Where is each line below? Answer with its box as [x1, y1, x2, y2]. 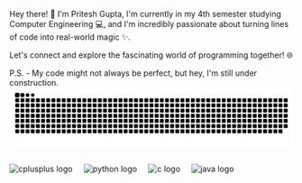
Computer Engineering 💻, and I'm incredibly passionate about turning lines [9, 19, 289, 29]
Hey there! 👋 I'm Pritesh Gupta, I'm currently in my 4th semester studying [9, 9, 282, 19]
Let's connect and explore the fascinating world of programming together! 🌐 [9, 50, 293, 60]
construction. [9, 78, 59, 87]
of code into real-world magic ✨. [9, 32, 131, 42]
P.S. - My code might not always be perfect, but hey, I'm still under [9, 68, 258, 78]
